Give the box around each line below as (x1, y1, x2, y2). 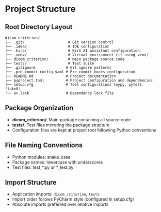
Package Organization (5, 104, 74, 112)
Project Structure (5, 3, 76, 15)
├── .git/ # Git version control (5, 40, 114, 45)
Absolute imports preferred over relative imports (12, 201, 109, 207)
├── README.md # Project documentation (5, 74, 116, 79)
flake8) (5, 86, 21, 91)
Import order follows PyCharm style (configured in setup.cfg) (12, 196, 134, 202)
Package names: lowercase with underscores (12, 159, 103, 165)
